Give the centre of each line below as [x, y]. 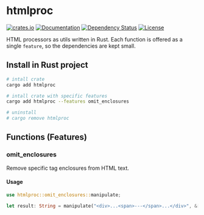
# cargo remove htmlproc [38, 118]
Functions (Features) [47, 137]
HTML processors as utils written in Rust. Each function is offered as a [94, 39]
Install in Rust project [47, 65]
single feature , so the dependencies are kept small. [71, 46]
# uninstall [21, 113]
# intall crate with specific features [57, 96]
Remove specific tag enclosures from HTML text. [68, 168]
